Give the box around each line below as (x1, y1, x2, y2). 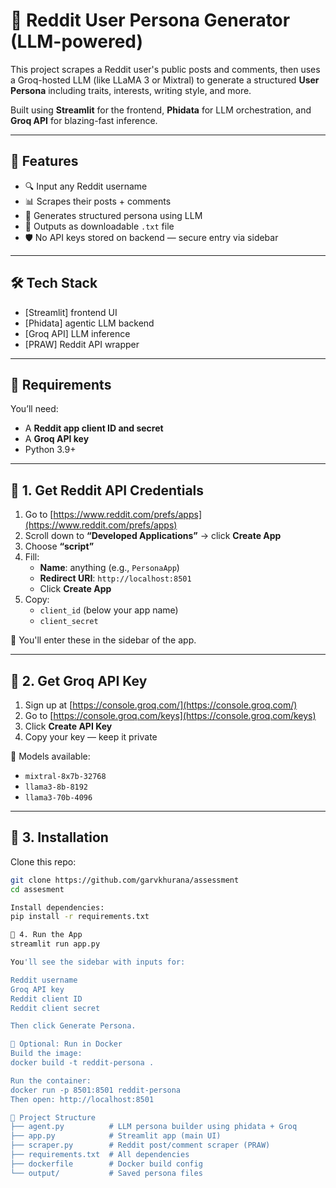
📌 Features (10, 153, 79, 170)
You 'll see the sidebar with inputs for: (10, 957, 186, 968)
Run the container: (10, 1075, 92, 1086)
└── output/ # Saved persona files (10, 1168, 203, 1178)
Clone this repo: (10, 855, 77, 868)
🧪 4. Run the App (10, 930, 83, 940)
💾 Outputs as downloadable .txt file (24, 220, 175, 232)
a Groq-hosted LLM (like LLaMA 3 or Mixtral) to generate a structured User (10, 74, 320, 86)
